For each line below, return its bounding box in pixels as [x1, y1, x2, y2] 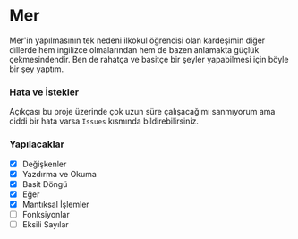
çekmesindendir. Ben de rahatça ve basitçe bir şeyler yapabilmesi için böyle [9, 54, 289, 64]
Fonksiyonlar [21, 209, 70, 219]
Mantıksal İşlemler [21, 199, 89, 209]
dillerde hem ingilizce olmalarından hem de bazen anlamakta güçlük [9, 44, 260, 55]
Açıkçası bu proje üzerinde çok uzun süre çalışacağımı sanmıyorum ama [9, 107, 276, 117]
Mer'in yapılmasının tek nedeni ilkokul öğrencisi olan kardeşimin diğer [9, 35, 266, 46]
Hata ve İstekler [9, 86, 79, 98]
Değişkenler [21, 158, 67, 169]
